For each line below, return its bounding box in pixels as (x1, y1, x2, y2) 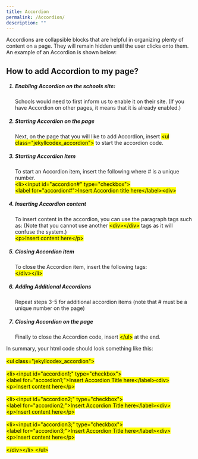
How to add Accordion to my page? (6, 66, 139, 76)
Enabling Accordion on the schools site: (14, 83, 116, 90)
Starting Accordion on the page (14, 117, 95, 125)
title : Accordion (6, 8, 49, 15)
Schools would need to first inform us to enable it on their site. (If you (14, 98, 184, 105)
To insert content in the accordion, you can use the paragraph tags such (14, 215, 192, 222)
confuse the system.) (14, 228, 67, 235)
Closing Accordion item (14, 248, 74, 255)
